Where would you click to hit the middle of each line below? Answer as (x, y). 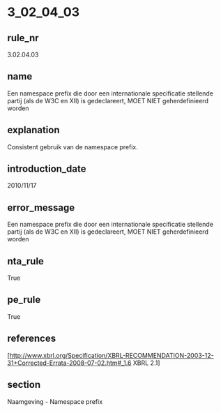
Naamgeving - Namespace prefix (55, 401)
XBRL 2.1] (146, 363)
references (32, 339)
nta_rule (25, 261)
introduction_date (47, 169)
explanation (33, 130)
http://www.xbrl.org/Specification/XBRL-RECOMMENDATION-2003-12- (112, 355)
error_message (41, 208)
